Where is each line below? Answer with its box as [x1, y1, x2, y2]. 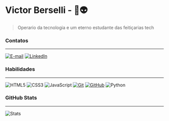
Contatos [5, 37, 29, 44]
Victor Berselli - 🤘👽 [5, 5, 88, 16]
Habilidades [5, 66, 35, 73]
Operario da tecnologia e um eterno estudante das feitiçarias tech [17, 24, 154, 31]
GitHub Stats [5, 94, 37, 101]
